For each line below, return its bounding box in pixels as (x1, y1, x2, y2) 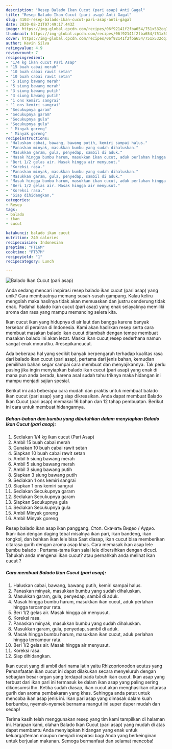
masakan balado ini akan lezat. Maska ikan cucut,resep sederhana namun (6, 335, 161, 341)
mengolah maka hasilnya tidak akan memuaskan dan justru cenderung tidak (6, 298, 165, 305)
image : (6, 27, 20, 32)
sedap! (6, 706, 20, 713)
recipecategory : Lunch (6, 259, 54, 264)
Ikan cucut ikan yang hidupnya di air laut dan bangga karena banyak (6, 319, 150, 325)
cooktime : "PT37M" (6, 249, 45, 254)
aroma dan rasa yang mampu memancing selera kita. (6, 309, 117, 315)
